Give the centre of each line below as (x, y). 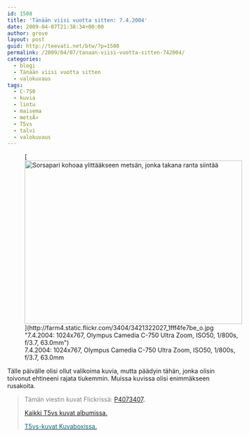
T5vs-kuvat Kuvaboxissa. (61, 427)
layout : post (26, 40)
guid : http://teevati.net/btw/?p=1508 (63, 46)
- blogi (25, 66)
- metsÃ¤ (26, 117)
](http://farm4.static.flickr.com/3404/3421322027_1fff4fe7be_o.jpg (119, 328)
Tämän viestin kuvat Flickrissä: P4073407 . (85, 399)
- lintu (25, 105)
